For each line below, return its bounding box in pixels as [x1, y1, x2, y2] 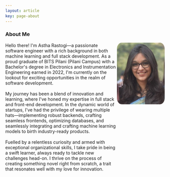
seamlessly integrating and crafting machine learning [5, 123, 116, 129]
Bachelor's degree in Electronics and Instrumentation [5, 64, 116, 70]
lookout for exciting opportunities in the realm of [5, 74, 106, 80]
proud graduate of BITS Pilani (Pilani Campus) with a [5, 58, 115, 64]
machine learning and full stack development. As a [5, 53, 111, 59]
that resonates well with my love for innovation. [5, 166, 104, 172]
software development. [5, 80, 54, 86]
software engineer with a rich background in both [5, 48, 108, 54]
